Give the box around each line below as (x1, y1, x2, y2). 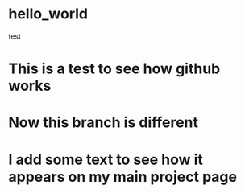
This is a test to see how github (8, 60, 221, 78)
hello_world (8, 5, 89, 23)
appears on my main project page (8, 167, 238, 186)
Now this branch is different (8, 113, 199, 132)
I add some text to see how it (8, 150, 203, 169)
